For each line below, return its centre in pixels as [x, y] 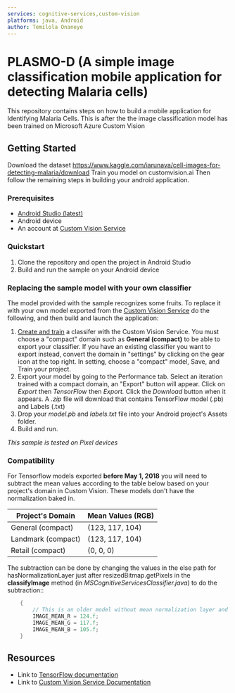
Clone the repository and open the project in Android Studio [104, 262]
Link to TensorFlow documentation [68, 675]
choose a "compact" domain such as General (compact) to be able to [119, 339]
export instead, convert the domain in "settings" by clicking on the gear [121, 354]
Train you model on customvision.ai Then [151, 172]
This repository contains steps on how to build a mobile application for [109, 111]
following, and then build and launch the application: [83, 318]
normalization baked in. [41, 498]
